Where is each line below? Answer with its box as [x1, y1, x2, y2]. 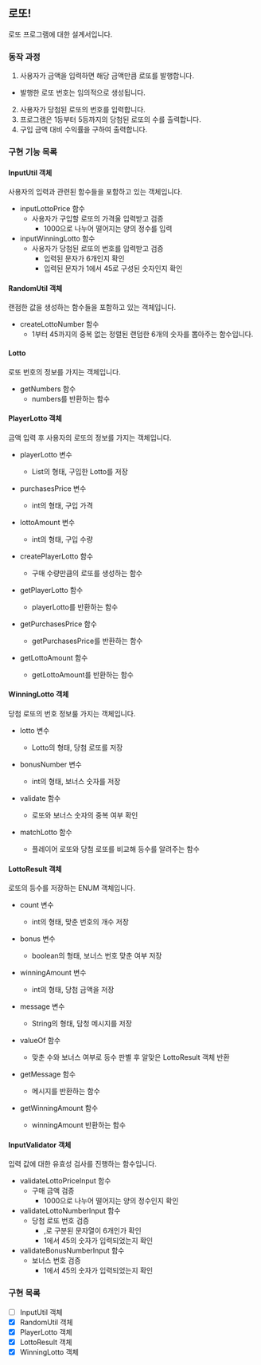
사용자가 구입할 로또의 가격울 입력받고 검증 [31, 214, 165, 224]
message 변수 [19, 1002, 65, 1011]
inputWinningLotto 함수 [19, 233, 95, 244]
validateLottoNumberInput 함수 [19, 1206, 121, 1216]
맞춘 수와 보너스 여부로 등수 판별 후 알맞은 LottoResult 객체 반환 [31, 1053, 230, 1062]
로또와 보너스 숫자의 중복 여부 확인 [31, 810, 138, 820]
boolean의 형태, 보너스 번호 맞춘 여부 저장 [31, 951, 162, 961]
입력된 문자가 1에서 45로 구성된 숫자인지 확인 [43, 264, 183, 273]
